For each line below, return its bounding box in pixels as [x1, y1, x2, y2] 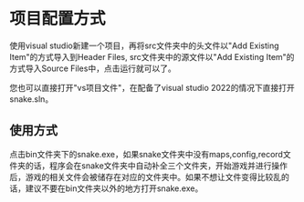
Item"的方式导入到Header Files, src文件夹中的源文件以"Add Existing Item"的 [9, 51, 295, 62]
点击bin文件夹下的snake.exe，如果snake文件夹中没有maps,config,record [9, 148, 283, 159]
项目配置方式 [9, 8, 107, 29]
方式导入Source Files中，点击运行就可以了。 [9, 63, 176, 74]
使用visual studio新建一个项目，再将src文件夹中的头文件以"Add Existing [9, 40, 280, 51]
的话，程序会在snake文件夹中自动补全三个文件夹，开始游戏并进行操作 [25, 160, 288, 171]
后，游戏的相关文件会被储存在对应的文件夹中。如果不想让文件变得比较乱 [9, 171, 281, 182]
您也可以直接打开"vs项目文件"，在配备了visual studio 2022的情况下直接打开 [9, 82, 295, 93]
